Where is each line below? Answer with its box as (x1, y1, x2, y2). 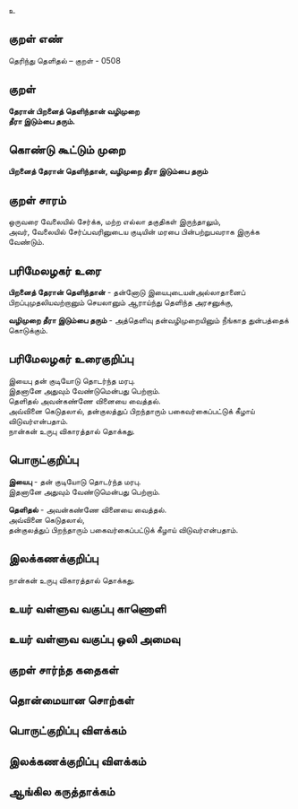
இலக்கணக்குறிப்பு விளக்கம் (8, 753, 147, 769)
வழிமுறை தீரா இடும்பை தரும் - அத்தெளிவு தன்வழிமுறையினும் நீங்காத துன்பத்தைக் (8, 315, 289, 326)
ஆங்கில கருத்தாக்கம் (8, 784, 115, 799)
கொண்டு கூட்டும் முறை (8, 143, 126, 158)
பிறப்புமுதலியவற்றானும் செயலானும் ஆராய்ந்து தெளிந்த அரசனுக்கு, (8, 297, 234, 308)
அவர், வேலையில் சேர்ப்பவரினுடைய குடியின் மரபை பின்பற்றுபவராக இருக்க (8, 226, 260, 238)
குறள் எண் (8, 31, 64, 47)
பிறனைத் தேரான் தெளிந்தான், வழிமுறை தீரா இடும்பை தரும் (8, 166, 209, 177)
